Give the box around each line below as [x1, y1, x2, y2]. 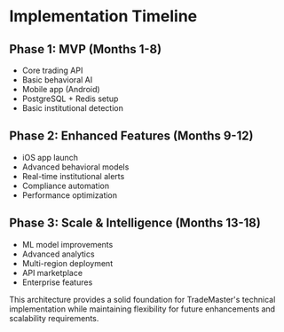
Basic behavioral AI [21, 75, 93, 85]
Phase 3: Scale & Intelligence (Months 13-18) [9, 216, 262, 231]
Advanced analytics [21, 249, 95, 259]
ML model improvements [21, 239, 114, 249]
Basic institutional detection [21, 103, 124, 113]
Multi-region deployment [21, 257, 114, 268]
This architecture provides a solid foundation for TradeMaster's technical [9, 294, 276, 304]
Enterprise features [21, 277, 93, 288]
